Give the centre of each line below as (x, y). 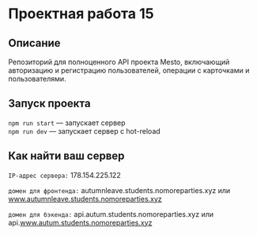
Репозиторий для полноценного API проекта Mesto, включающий (119, 62)
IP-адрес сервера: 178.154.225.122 (64, 175)
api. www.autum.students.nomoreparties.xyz (80, 222)
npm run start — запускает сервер (67, 123)
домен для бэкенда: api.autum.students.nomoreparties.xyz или (111, 214)
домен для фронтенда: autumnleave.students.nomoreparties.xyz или (119, 190)
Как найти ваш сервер (66, 156)
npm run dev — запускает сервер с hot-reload (84, 131)
